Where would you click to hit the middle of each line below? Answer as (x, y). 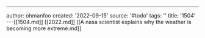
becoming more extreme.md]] (44, 28)
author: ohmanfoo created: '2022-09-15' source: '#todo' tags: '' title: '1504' (101, 15)
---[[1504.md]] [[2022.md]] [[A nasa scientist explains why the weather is (99, 22)
